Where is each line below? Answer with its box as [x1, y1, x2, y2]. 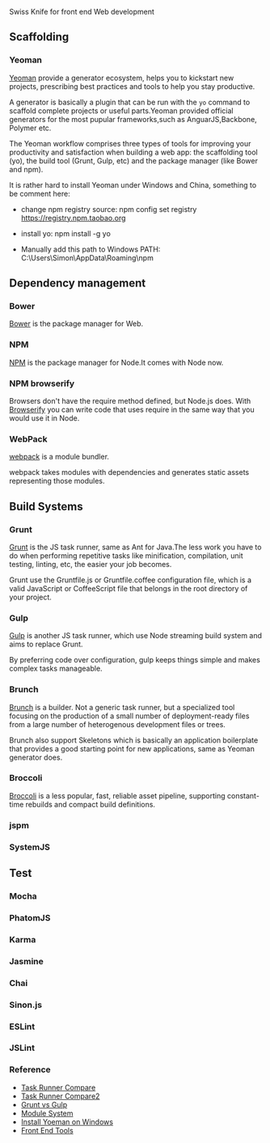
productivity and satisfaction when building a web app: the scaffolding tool [9, 147, 258, 157]
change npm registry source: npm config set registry [20, 204, 197, 214]
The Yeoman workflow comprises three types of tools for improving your [9, 138, 251, 148]
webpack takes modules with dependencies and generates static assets [9, 468, 250, 477]
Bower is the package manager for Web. [9, 319, 144, 328]
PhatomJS [9, 912, 51, 923]
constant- [226, 790, 259, 800]
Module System [20, 1108, 74, 1118]
